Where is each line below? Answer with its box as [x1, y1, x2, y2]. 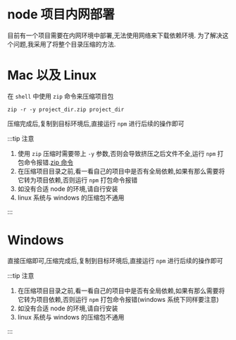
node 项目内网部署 [7, 6, 115, 23]
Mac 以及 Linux [7, 68, 97, 83]
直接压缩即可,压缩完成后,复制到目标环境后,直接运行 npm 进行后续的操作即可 [7, 256, 223, 265]
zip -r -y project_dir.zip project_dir [7, 106, 125, 113]
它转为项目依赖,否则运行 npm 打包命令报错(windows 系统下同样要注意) [17, 295, 220, 303]
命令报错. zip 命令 [23, 158, 74, 166]
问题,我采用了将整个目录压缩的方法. [13, 40, 116, 48]
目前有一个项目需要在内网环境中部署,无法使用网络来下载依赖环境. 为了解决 [7, 31, 223, 40]
